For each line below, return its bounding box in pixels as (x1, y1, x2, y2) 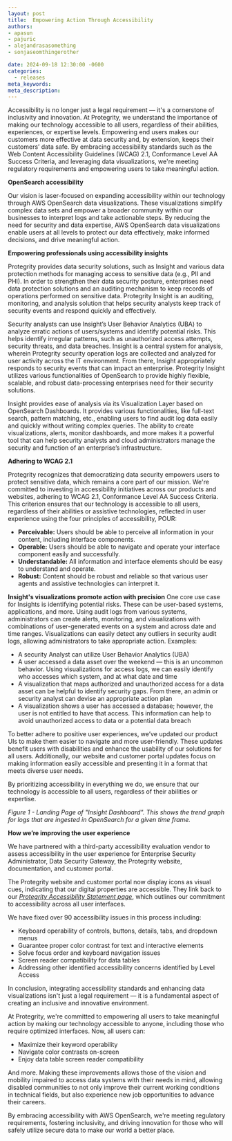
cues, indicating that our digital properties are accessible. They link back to (8, 885, 222, 893)
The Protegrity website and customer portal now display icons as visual (8, 878, 211, 886)
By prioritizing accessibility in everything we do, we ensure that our (8, 780, 200, 789)
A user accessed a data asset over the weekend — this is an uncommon (17, 658, 224, 666)
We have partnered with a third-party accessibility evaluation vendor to (8, 842, 211, 851)
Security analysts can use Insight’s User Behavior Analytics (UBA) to (8, 320, 202, 329)
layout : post (8, 10, 46, 17)
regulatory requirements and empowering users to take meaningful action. (8, 165, 220, 173)
